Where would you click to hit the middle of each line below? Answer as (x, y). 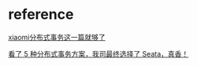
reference (41, 15)
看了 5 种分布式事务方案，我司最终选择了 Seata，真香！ (98, 53)
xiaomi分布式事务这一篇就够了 (57, 37)
